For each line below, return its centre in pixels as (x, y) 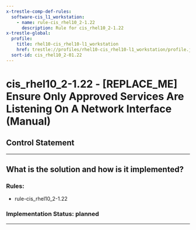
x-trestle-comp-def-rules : (39, 11)
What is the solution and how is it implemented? (95, 169)
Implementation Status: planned (52, 214)
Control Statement (40, 143)
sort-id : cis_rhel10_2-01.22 (47, 55)
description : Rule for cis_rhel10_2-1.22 (73, 28)
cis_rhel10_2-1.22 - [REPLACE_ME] (92, 84)
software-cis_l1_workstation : (48, 17)
